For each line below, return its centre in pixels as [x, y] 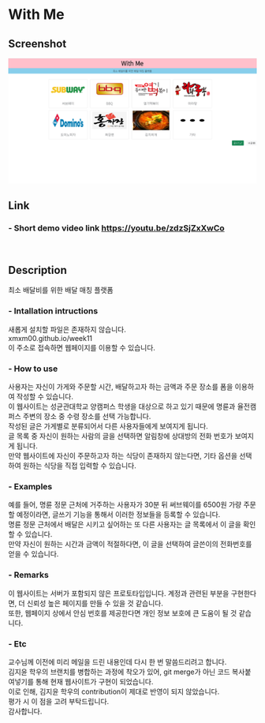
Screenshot [37, 44]
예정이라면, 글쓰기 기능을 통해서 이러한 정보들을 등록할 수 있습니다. [118, 515]
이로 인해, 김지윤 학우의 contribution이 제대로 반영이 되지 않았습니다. [114, 691]
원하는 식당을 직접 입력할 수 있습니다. [79, 466]
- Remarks [28, 575]
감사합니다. [25, 711]
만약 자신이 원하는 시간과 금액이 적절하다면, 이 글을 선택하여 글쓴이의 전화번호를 [130, 544]
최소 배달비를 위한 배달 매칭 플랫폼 [61, 290]
